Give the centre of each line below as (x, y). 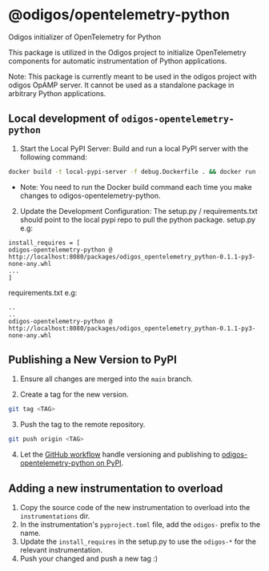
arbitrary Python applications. (57, 93)
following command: (54, 157)
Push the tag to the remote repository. (82, 424)
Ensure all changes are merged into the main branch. (106, 379)
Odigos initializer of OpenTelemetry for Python (85, 37)
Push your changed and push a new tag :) (89, 559)
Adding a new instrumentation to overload (116, 488)
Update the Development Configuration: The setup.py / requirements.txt (139, 211)
